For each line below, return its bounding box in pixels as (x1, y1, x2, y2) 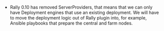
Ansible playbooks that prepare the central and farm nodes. (9, 20, 133, 26)
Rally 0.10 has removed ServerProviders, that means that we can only (9, 4, 152, 10)
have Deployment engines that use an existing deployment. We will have (9, 9, 159, 15)
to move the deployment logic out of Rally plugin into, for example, (9, 15, 147, 20)
